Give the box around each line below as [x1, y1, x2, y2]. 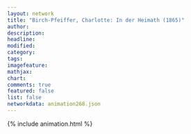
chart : [7, 74, 26, 82]
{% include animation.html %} [7, 119, 93, 128]
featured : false [7, 87, 54, 94]
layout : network [7, 10, 54, 17]
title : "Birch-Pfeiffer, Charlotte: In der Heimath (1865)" [7, 17, 185, 24]
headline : [7, 36, 36, 43]
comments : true [7, 81, 51, 88]
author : [7, 23, 30, 30]
